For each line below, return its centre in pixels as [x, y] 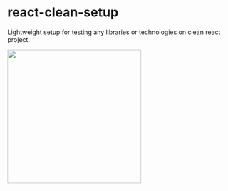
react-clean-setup [63, 12]
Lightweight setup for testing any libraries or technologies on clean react [114, 32]
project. [19, 39]
